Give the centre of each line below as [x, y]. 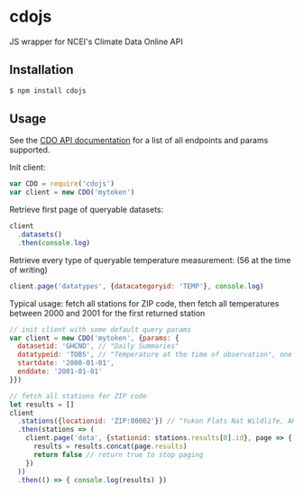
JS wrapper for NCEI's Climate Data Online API [96, 41]
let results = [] [42, 404]
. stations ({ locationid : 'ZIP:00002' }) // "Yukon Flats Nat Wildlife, [151, 421]
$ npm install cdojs [48, 91]
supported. [30, 150]
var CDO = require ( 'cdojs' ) [62, 184]
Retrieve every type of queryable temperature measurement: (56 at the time [150, 260]
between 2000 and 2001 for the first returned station [107, 313]
